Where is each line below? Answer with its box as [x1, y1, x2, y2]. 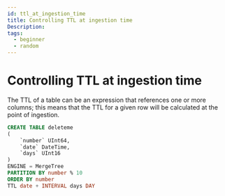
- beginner [13, 36, 45, 43]
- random [13, 43, 39, 50]
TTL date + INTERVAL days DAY [7, 182, 96, 189]
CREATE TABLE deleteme [7, 123, 73, 131]
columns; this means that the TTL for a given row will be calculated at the [7, 103, 219, 112]
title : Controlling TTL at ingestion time [7, 17, 133, 24]
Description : [7, 23, 45, 30]
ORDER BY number [7, 176, 55, 183]
